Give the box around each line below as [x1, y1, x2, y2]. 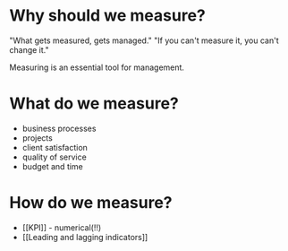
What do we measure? [9, 93, 179, 114]
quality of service [21, 151, 87, 162]
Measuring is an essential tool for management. [9, 62, 185, 73]
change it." [9, 44, 49, 55]
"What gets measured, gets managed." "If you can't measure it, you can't [9, 35, 279, 46]
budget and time [21, 160, 83, 171]
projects [21, 132, 54, 143]
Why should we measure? [9, 5, 206, 26]
